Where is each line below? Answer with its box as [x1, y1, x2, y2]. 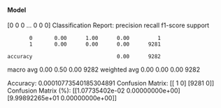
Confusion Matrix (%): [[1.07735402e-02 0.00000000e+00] [7, 86, 180, 95]
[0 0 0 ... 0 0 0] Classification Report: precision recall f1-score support [7, 21, 210, 29]
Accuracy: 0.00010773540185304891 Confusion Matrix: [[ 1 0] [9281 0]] [7, 79, 215, 88]
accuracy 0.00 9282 [7, 53, 161, 60]
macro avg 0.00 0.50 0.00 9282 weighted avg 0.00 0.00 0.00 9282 [7, 65, 201, 74]
